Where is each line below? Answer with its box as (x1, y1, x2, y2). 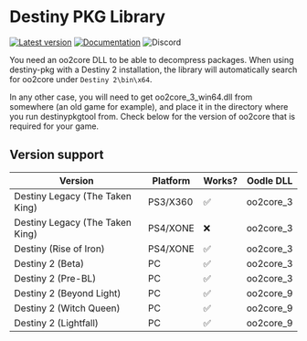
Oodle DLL (246, 174, 293, 186)
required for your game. (9, 121, 99, 132)
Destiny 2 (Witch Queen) (14, 302, 121, 314)
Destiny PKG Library (9, 6, 166, 27)
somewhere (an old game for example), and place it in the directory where (9, 101, 289, 112)
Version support (9, 147, 104, 163)
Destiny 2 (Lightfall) (14, 316, 99, 329)
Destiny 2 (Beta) (14, 257, 85, 270)
